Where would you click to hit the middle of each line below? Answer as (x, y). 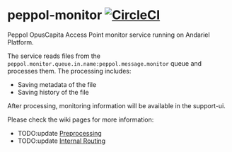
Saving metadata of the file (57, 84)
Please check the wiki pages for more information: (81, 119)
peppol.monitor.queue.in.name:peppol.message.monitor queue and (105, 63)
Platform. (21, 42)
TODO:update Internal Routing (62, 141)
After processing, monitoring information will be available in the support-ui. (117, 105)
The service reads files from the (54, 56)
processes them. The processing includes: (69, 71)
